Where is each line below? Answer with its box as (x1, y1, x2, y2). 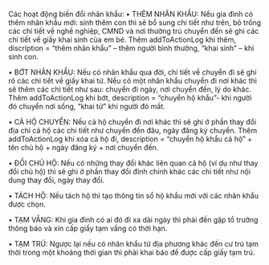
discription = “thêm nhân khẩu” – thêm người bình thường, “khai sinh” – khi (8, 43, 255, 53)
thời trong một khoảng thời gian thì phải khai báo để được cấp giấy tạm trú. (8, 247, 255, 257)
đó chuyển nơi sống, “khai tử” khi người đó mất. (8, 102, 166, 111)
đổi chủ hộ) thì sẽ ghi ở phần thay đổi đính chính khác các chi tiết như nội (8, 167, 251, 176)
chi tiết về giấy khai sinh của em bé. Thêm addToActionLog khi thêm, (8, 35, 237, 44)
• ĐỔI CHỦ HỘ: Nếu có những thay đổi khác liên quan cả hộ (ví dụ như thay (8, 158, 259, 168)
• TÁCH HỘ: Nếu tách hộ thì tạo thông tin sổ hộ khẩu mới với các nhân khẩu (8, 191, 259, 200)
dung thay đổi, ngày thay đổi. (8, 175, 105, 185)
